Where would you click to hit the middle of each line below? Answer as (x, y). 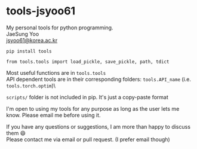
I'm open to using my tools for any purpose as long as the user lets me (93, 108)
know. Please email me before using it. (53, 115)
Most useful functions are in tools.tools (56, 72)
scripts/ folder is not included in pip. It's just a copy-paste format (87, 97)
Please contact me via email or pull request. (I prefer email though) (88, 139)
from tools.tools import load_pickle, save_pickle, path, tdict (88, 62)
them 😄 (16, 133)
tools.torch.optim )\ (31, 86)
